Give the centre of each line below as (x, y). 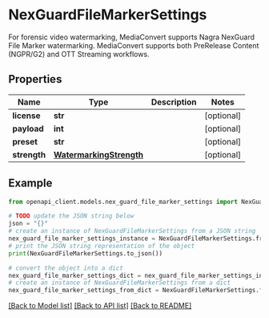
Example (30, 183)
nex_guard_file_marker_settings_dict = (75, 275)
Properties (35, 79)
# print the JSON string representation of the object (102, 246)
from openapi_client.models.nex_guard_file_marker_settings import (123, 202)
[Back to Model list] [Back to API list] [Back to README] (100, 306)
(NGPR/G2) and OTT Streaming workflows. (79, 54)
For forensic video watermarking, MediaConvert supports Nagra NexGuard (131, 37)
